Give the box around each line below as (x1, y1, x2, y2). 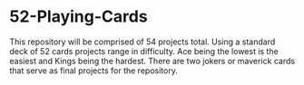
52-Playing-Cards (9, 6, 148, 27)
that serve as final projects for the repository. (9, 65, 179, 76)
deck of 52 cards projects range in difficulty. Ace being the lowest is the (9, 45, 279, 56)
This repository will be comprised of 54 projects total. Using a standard (9, 36, 276, 47)
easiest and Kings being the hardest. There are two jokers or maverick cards (9, 55, 296, 66)
